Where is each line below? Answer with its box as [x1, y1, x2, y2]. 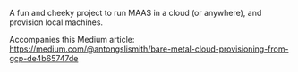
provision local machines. [9, 17, 104, 28]
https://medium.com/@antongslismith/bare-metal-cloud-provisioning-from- [9, 44, 289, 54]
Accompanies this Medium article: [9, 35, 135, 44]
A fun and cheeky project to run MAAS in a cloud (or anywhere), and [9, 8, 262, 18]
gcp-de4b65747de [9, 53, 79, 63]
